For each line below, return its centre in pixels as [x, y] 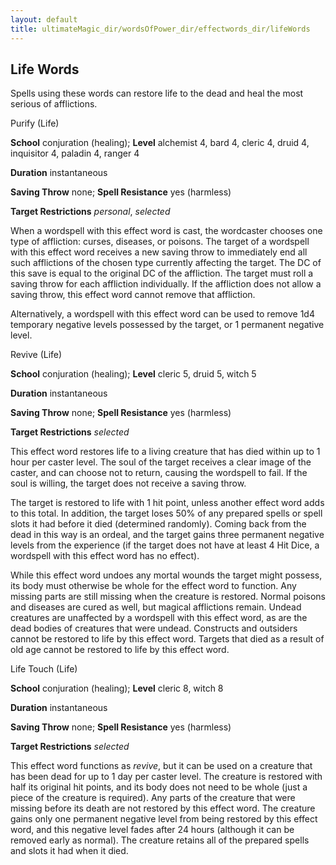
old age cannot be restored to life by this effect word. [120, 650]
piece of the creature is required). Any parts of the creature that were [153, 798]
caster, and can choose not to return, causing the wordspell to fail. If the [159, 473]
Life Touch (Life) [44, 669]
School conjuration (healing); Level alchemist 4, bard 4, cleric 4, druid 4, [160, 143]
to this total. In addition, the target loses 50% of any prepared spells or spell [166, 513]
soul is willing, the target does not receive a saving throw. [128, 483]
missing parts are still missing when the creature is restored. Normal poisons [168, 597]
